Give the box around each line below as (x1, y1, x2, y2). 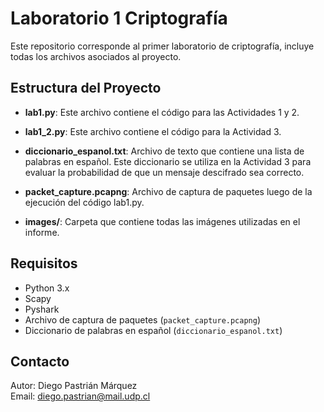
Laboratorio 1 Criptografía (10, 7, 228, 30)
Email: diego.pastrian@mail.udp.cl (10, 390, 151, 402)
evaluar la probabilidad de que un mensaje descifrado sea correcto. (24, 166, 305, 178)
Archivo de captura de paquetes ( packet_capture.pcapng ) (24, 313, 262, 326)
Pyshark (24, 303, 60, 315)
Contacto (10, 353, 70, 370)
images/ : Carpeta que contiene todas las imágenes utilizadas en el (24, 215, 301, 227)
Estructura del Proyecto (10, 80, 162, 97)
